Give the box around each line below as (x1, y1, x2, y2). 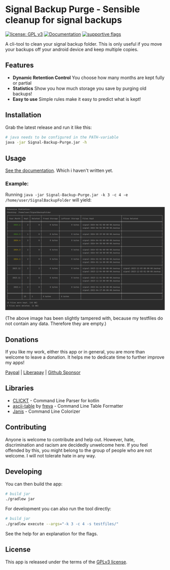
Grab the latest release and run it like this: (5, 124, 92, 130)
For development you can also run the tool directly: (5, 506, 111, 512)
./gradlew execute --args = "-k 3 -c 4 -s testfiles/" (5, 521, 119, 527)
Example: (5, 180, 29, 187)
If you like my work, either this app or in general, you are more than (5, 349, 145, 355)
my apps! (5, 360, 25, 366)
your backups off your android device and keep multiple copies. (5, 46, 139, 52)
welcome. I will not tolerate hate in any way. (5, 452, 96, 458)
